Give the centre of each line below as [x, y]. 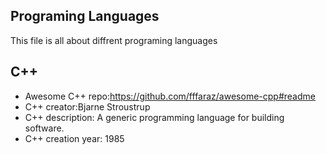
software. [44, 128]
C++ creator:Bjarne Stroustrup [87, 106]
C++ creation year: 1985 [74, 138]
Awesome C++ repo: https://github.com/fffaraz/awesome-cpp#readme [170, 96]
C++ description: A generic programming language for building [154, 117]
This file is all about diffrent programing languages [114, 40]
